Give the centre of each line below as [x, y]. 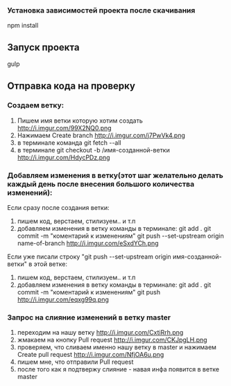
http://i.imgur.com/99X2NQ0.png [65, 128]
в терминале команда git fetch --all [69, 142]
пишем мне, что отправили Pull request [75, 362]
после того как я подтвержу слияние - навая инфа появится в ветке [118, 369]
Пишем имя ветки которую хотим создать [80, 121]
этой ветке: [51, 264]
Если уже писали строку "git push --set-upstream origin [89, 257]
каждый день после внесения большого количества [101, 184]
